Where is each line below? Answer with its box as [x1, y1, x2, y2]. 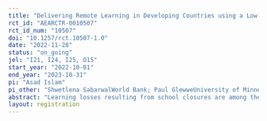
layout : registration [8, 100, 80, 108]
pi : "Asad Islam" [8, 78, 66, 86]
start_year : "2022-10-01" [8, 64, 94, 72]
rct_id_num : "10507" [8, 26, 77, 34]
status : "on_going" [8, 49, 73, 57]
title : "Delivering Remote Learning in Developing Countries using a [8, 11, 244, 20]
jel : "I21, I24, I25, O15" [8, 57, 98, 64]
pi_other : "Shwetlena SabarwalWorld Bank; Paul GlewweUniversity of [8, 85, 240, 94]
